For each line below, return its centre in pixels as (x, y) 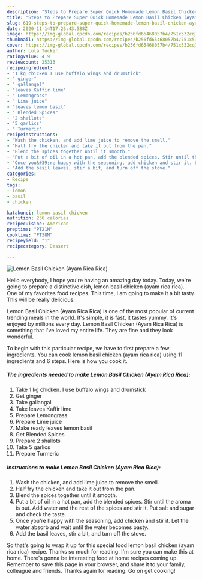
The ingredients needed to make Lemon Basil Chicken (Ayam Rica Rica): (99, 375)
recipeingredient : (30, 68)
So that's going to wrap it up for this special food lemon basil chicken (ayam (100, 545)
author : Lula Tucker (33, 51)
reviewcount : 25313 (31, 62)
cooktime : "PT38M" (30, 235)
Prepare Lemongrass (41, 415)
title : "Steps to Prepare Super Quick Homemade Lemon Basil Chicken (94, 17)
